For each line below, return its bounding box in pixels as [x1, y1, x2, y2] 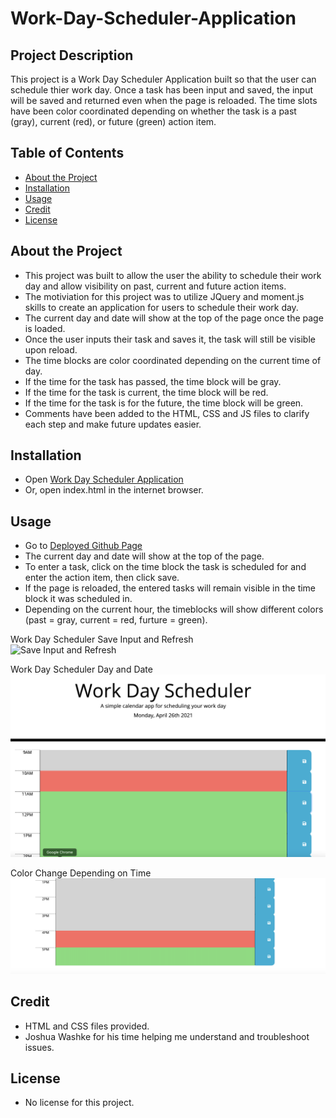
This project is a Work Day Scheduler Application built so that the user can [10, 73, 317, 85]
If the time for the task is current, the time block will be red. [24, 386, 269, 398]
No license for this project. [24, 1097, 135, 1109]
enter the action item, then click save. [24, 572, 180, 584]
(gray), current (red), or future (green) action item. [10, 116, 217, 127]
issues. [24, 1041, 55, 1053]
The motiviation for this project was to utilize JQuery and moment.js [24, 290, 305, 302]
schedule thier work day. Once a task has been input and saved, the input [10, 84, 313, 96]
